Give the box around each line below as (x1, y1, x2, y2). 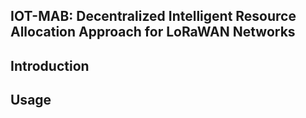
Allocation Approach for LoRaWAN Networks (10, 24, 296, 41)
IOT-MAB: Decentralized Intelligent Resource (10, 8, 297, 25)
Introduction (10, 57, 90, 74)
